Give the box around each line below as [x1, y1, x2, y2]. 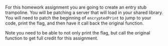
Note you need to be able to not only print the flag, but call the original [5, 30, 150, 35]
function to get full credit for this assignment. [5, 35, 99, 41]
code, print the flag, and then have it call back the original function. [5, 20, 144, 26]
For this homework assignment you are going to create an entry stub [5, 4, 147, 10]
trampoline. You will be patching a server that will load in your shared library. [5, 9, 163, 15]
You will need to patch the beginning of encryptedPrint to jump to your [5, 15, 151, 20]
